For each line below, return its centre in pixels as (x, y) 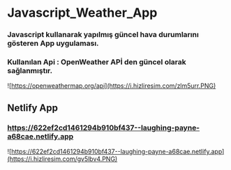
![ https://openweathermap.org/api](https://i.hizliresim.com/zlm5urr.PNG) (112, 86)
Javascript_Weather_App (82, 13)
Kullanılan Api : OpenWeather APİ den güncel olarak (97, 62)
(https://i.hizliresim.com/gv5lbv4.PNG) (62, 159)
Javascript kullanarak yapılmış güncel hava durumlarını (103, 35)
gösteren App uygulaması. (53, 43)
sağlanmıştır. (30, 71)
